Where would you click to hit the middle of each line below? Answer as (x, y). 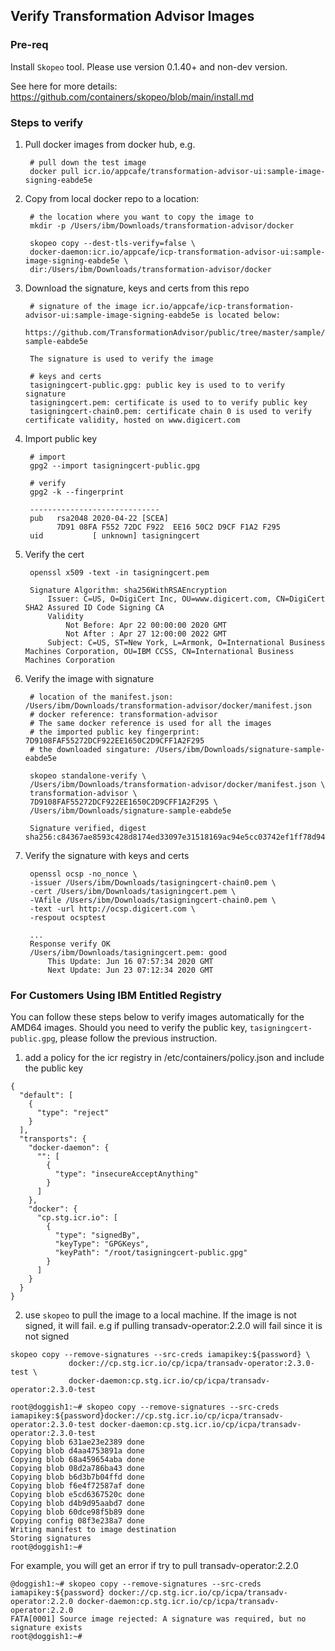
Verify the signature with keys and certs (107, 855)
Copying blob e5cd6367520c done (77, 1495)
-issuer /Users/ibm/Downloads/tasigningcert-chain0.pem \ (153, 882)
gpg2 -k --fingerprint (77, 492)
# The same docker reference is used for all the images (150, 723)
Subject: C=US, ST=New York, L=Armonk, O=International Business (186, 642)
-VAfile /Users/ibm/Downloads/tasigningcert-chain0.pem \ (153, 900)
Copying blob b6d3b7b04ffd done (77, 1477)
